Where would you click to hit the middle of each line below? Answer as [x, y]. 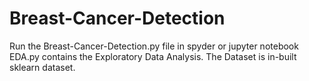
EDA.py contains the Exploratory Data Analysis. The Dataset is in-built [153, 56]
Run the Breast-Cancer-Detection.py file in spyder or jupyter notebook [154, 46]
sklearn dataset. [42, 67]
